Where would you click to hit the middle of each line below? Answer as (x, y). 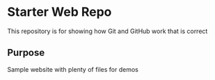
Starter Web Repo (59, 12)
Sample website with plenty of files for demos (73, 69)
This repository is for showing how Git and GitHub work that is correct (107, 31)
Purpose (26, 53)
